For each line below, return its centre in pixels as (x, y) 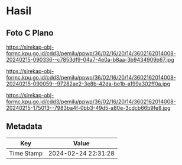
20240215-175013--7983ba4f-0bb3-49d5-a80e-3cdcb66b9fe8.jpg (88, 108)
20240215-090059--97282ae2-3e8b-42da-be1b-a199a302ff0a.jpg (88, 84)
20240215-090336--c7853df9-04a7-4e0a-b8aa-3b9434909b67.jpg (90, 60)
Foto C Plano (30, 33)
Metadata (24, 127)
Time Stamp (26, 153)
